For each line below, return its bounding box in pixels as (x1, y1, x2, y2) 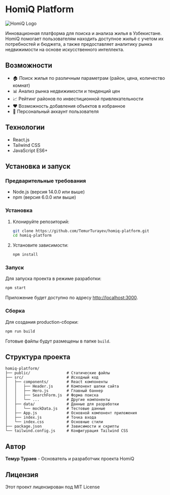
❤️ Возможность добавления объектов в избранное (12, 103, 126, 109)
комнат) (12, 82, 30, 88)
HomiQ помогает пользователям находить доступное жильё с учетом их (5, 36, 164, 42)
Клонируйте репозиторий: (12, 219, 70, 225)
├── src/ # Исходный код (5, 375, 99, 380)
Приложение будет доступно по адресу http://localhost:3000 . (5, 295, 139, 301)
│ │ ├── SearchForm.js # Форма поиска (5, 393, 99, 398)
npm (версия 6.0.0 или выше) (12, 194, 76, 200)
